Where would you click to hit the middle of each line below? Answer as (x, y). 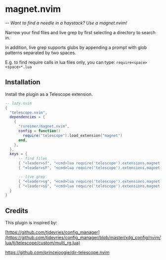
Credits (17, 211)
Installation (23, 82)
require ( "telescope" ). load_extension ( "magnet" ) (73, 135)
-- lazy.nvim (19, 103)
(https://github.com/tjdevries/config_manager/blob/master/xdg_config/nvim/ (83, 238)
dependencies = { (27, 117)
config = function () (39, 131)
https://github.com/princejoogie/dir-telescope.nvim (57, 253)
